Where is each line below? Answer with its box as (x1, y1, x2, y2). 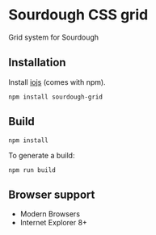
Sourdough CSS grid (8, 6, 149, 24)
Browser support (8, 187, 95, 201)
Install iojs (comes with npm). (8, 77, 107, 86)
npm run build (8, 166, 57, 174)
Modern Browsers (19, 209, 81, 219)
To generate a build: (8, 150, 75, 160)
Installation (8, 56, 66, 69)
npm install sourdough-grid (8, 93, 103, 101)
